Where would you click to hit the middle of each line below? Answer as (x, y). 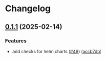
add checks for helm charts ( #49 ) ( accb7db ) (57, 51)
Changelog (28, 9)
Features (16, 41)
